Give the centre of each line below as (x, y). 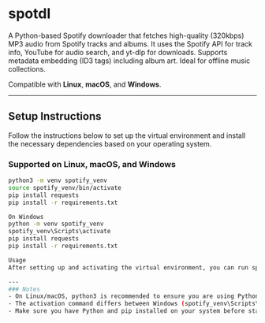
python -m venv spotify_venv (56, 224)
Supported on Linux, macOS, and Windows (92, 164)
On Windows (26, 217)
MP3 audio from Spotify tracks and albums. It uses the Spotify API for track (130, 43)
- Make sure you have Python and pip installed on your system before (127, 311)
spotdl (30, 14)
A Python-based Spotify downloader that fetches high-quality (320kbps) (126, 35)
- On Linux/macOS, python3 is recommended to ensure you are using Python (134, 296)
